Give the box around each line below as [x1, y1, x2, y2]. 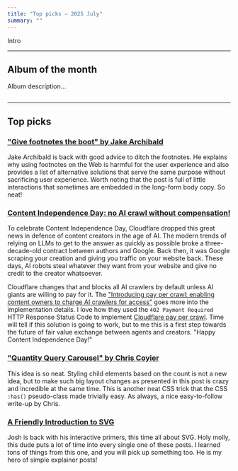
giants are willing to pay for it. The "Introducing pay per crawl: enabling [7, 291, 215, 299]
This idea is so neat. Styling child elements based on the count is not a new [7, 369, 227, 378]
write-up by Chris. [7, 399, 60, 407]
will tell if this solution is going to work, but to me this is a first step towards [7, 320, 227, 329]
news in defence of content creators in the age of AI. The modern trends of [7, 231, 227, 240]
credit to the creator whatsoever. [7, 269, 103, 278]
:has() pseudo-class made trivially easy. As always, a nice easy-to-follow [7, 392, 223, 400]
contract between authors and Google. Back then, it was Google [42, 247, 230, 255]
